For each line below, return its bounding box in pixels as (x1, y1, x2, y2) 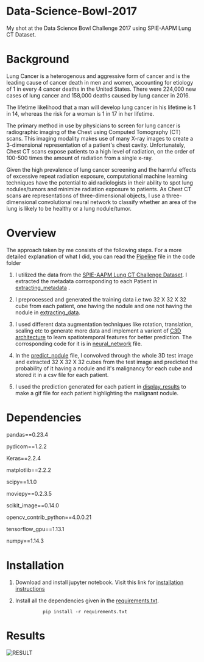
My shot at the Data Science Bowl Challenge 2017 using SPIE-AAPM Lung (6, 24, 192, 32)
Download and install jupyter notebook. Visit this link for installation (15, 579, 184, 586)
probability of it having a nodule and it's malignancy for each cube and (15, 364, 192, 372)
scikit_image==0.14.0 (6, 501, 60, 509)
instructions (15, 585, 46, 592)
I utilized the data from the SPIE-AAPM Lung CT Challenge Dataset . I (15, 271, 188, 278)
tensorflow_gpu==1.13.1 (6, 525, 65, 532)
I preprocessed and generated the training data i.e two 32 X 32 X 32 (15, 295, 187, 303)
